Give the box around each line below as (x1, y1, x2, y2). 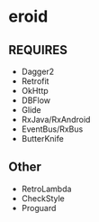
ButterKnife (21, 134, 64, 143)
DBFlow (21, 95, 51, 106)
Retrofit (21, 76, 49, 87)
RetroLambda (21, 183, 72, 194)
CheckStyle (21, 192, 65, 204)
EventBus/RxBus (21, 124, 84, 134)
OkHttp (21, 86, 49, 96)
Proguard (21, 202, 57, 213)
